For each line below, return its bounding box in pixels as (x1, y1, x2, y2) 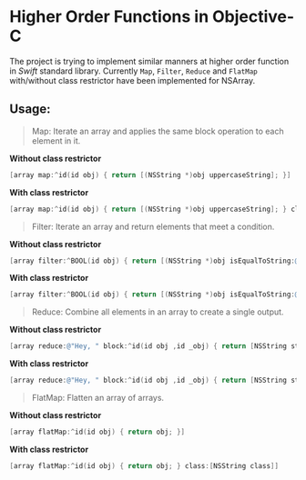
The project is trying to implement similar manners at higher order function (9, 55, 290, 66)
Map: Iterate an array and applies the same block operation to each (31, 125, 284, 136)
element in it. (31, 135, 81, 146)
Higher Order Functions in (9, 6, 209, 27)
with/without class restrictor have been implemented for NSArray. (9, 75, 256, 85)
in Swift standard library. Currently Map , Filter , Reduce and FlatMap (9, 65, 258, 76)
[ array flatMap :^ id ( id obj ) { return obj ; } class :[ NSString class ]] (9, 461, 280, 470)
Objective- (212, 6, 295, 27)
